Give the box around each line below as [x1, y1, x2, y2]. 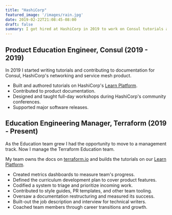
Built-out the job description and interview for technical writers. [12, 198, 147, 205]
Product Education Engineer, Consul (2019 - [5, 46, 148, 54]
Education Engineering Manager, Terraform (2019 [5, 119, 167, 128]
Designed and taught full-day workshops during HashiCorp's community [12, 93, 166, 99]
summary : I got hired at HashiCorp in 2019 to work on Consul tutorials [5, 27, 164, 32]
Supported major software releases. [12, 104, 89, 110]
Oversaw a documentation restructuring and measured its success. [12, 193, 155, 199]
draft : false [5, 21, 33, 27]
